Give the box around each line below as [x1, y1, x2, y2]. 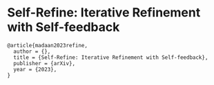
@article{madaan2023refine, [7, 42, 88, 49]
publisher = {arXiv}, [13, 60, 76, 66]
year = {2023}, [13, 66, 57, 73]
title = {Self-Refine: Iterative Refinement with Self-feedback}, [13, 53, 208, 61]
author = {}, [13, 48, 51, 55]
